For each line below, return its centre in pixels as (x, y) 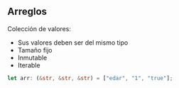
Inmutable (32, 57)
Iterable (29, 65)
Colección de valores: (39, 28)
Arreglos (27, 12)
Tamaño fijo (35, 50)
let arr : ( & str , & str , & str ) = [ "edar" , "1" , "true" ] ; (90, 78)
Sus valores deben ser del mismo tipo (73, 43)
